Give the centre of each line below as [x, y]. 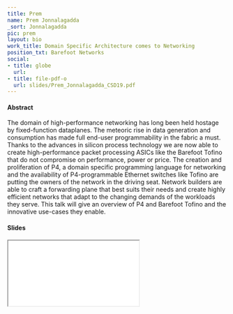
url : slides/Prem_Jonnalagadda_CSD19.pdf [75, 85]
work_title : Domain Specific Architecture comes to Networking [101, 46]
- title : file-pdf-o [37, 78]
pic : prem [22, 33]
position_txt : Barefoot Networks [56, 53]
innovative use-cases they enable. [57, 212]
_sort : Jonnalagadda [37, 27]
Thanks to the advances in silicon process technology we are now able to [113, 145]
